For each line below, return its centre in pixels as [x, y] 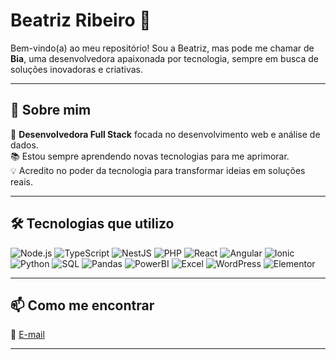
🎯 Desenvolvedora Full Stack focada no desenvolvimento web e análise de [165, 134]
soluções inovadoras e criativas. [77, 69]
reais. [22, 181]
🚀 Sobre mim [51, 110]
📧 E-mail [27, 335]
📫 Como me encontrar [82, 305]
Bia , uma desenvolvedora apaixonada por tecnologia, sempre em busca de [164, 58]
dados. [24, 145]
